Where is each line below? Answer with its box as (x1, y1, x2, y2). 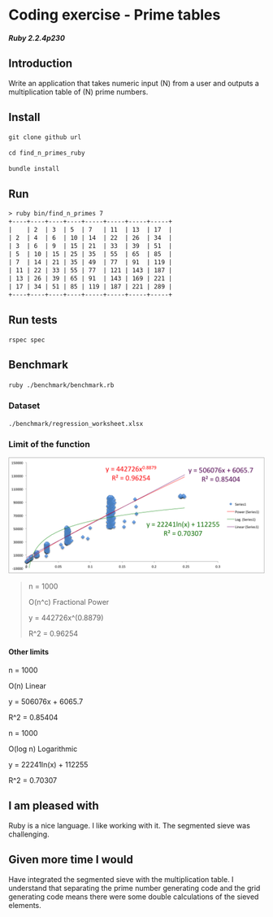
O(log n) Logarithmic (8, 744, 78, 754)
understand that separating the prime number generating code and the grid (8, 883, 261, 893)
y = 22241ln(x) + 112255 (8, 760, 89, 770)
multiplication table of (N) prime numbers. (8, 87, 149, 97)
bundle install (8, 165, 60, 173)
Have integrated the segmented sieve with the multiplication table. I (8, 874, 234, 884)
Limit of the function (8, 439, 91, 450)
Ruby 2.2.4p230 (8, 33, 65, 42)
